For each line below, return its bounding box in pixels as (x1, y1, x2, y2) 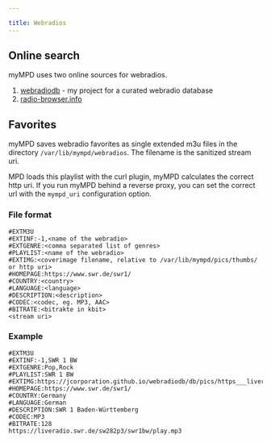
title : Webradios (8, 19, 67, 27)
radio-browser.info (19, 94, 82, 104)
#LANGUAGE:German (8, 399, 67, 407)
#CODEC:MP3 (8, 412, 45, 420)
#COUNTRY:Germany (8, 391, 67, 399)
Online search (8, 49, 81, 63)
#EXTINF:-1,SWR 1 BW (8, 356, 78, 364)
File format (8, 209, 52, 220)
